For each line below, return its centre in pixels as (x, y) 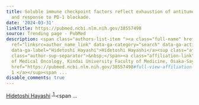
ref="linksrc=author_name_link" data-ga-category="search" (86, 45)
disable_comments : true (36, 78)
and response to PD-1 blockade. (52, 17)
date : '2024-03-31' (30, 23)
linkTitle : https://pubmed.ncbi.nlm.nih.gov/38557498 (74, 28)
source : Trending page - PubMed (46, 34)
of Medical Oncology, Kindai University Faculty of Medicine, (90, 61)
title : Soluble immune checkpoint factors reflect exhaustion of (88, 12)
